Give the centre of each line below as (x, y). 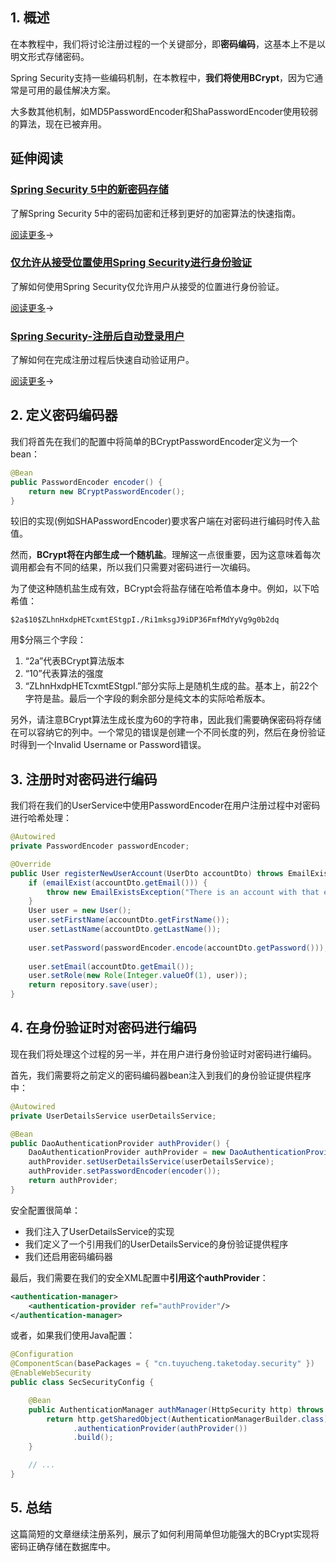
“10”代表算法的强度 (64, 674)
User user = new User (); (80, 911)
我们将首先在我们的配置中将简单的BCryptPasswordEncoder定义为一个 (154, 441)
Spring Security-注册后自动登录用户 (97, 336)
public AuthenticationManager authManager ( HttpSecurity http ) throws (176, 1409)
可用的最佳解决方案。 (71, 90)
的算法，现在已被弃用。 (58, 124)
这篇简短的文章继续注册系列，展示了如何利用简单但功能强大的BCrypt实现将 (165, 1534)
